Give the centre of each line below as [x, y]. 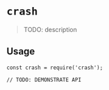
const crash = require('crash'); [55, 68]
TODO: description [50, 29]
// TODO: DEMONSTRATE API [44, 80]
